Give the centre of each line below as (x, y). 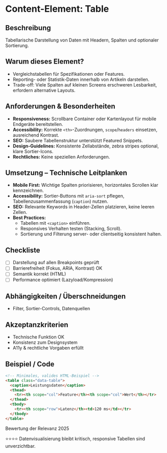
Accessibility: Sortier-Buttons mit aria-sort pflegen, (68, 196)
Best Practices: (29, 218)
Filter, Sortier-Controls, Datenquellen (51, 309)
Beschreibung (28, 28)
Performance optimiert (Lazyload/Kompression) (63, 280)
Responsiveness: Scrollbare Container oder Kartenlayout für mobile (85, 119)
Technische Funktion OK (39, 337)
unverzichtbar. (20, 446)
